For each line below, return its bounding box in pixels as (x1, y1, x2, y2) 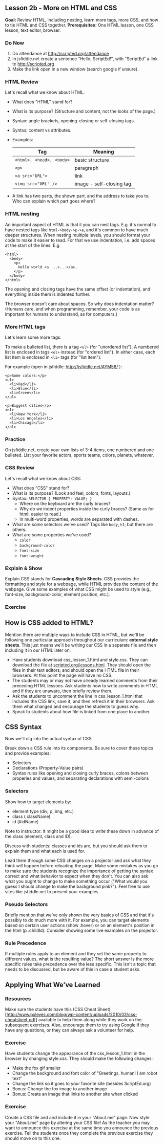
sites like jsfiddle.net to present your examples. (5, 888, 100, 894)
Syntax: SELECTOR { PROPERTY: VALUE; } (12, 495, 92, 501)
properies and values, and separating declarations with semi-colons (12, 775, 149, 781)
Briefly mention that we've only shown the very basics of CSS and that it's (5, 912, 154, 918)
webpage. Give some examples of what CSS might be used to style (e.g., (5, 586, 152, 592)
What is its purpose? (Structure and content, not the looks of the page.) (12, 109, 156, 114)
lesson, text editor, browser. (5, 27, 61, 33)
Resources (5, 995, 31, 1002)
